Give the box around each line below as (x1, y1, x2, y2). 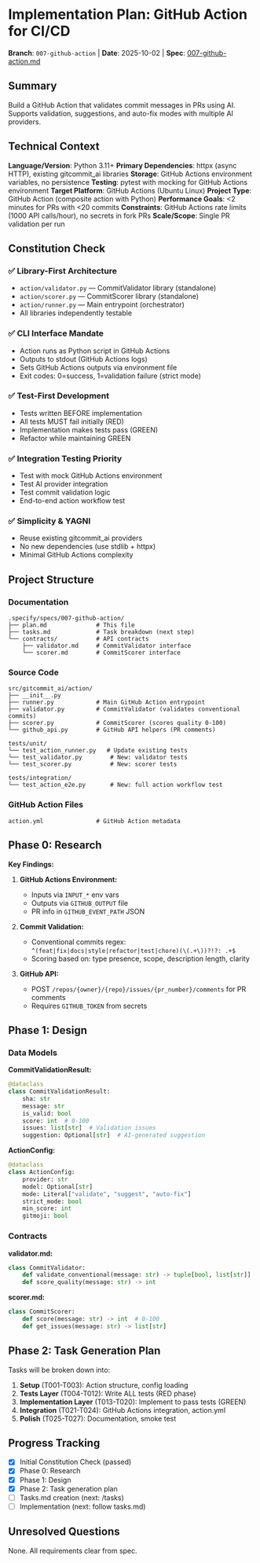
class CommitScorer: (8, 1307, 76, 1316)
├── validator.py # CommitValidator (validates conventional (8, 705, 241, 713)
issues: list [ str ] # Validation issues (22, 1124, 156, 1132)
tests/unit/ (8, 740, 47, 748)
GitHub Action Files (8, 800, 84, 811)
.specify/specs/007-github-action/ (8, 615, 125, 623)
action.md (8, 57, 41, 66)
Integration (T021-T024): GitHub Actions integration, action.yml (19, 1405, 226, 1414)
